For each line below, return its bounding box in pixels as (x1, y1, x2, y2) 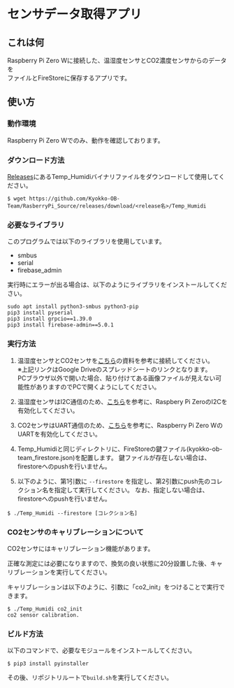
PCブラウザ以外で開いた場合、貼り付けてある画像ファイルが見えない (17, 373, 216, 382)
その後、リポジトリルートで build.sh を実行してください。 (7, 673, 173, 682)
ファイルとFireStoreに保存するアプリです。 (7, 74, 131, 82)
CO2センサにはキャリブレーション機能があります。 (7, 544, 154, 552)
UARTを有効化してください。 (17, 429, 101, 438)
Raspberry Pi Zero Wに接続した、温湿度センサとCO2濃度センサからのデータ (7, 57, 227, 64)
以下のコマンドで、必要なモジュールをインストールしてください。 (7, 646, 196, 654)
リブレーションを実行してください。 (7, 568, 111, 576)
